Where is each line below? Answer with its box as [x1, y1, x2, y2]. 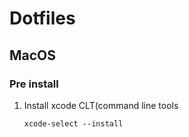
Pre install [9, 77, 59, 91]
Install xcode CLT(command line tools [23, 99, 179, 111]
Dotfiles [9, 7, 76, 30]
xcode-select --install [23, 118, 124, 129]
